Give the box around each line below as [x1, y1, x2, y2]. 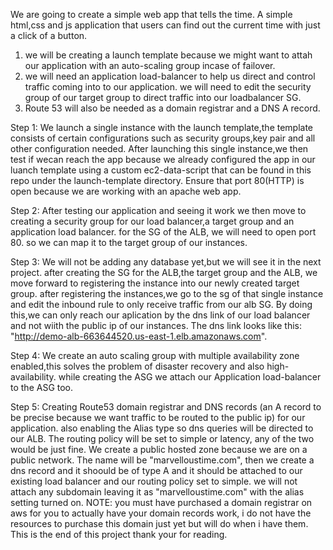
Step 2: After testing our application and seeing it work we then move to [10, 205, 307, 216]
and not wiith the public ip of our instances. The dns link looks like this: [10, 320, 302, 331]
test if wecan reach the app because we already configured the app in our [10, 154, 316, 165]
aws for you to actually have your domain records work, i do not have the [10, 507, 312, 519]
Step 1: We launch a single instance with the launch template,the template [10, 122, 314, 133]
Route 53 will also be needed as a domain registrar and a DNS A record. [24, 102, 321, 114]
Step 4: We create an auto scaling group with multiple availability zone [10, 350, 300, 361]
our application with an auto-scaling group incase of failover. [24, 60, 276, 71]
